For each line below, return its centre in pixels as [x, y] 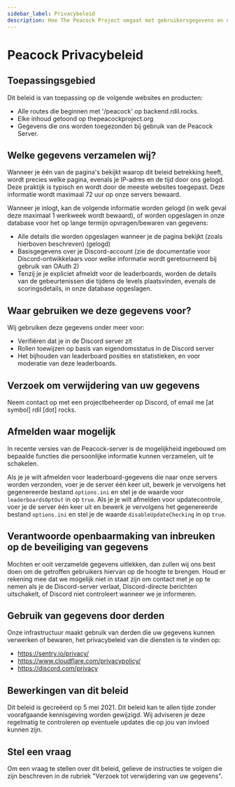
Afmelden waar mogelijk [62, 432]
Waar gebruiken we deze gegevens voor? [99, 311]
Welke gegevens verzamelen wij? [82, 155]
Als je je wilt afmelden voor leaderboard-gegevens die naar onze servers [113, 477]
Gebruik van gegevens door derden [86, 616]
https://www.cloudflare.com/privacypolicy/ [79, 661]
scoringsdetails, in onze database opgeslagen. [85, 288]
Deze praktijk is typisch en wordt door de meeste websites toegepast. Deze [116, 187]
